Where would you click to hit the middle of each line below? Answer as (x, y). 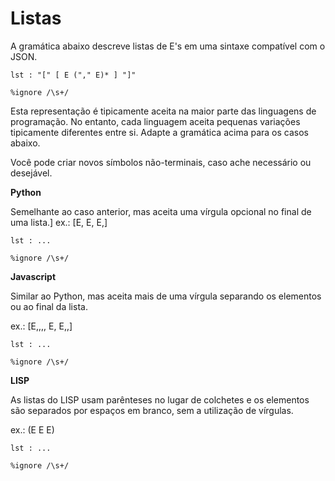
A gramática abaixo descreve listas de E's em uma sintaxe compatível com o (168, 46)
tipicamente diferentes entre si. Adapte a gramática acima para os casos (159, 132)
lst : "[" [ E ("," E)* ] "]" (73, 75)
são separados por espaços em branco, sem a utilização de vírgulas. (152, 410)
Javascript (33, 276)
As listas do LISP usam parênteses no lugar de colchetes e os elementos (160, 399)
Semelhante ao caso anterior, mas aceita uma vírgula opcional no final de (161, 211)
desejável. (31, 173)
